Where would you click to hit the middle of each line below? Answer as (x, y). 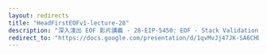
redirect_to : (30, 38)
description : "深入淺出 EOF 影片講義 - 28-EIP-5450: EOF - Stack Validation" (135, 30)
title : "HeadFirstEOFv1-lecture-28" (69, 23)
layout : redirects (39, 15)
